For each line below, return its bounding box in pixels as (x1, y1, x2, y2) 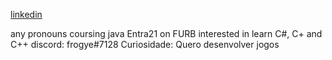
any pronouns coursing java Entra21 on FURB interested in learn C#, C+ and (10, 28, 323, 39)
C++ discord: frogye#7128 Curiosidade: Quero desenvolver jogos (10, 39, 280, 50)
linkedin (10, 9, 43, 20)
